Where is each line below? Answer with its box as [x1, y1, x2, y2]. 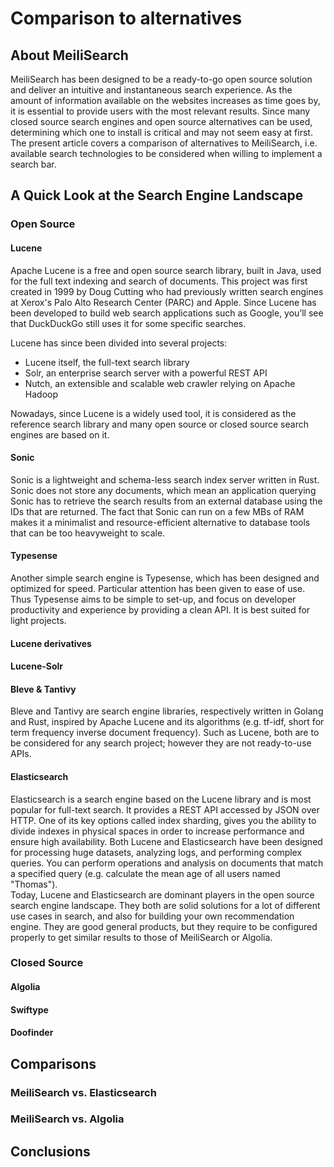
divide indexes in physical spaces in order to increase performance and [10, 825, 305, 837]
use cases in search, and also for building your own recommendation [10, 910, 295, 922]
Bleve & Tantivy [10, 683, 77, 695]
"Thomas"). [10, 878, 58, 890]
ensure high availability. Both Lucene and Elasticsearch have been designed [10, 835, 323, 847]
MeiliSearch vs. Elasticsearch [10, 1085, 157, 1099]
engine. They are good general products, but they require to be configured [10, 920, 318, 932]
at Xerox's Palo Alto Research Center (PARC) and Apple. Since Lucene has [10, 296, 317, 308]
